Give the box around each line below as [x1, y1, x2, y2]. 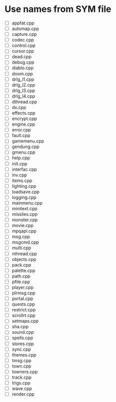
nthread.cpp [11, 251, 37, 257]
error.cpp [11, 127, 31, 133]
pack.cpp [11, 262, 32, 268]
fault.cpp [11, 133, 31, 138]
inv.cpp [11, 172, 27, 178]
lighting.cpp [11, 183, 37, 189]
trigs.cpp [11, 380, 31, 386]
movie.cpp [11, 223, 34, 229]
